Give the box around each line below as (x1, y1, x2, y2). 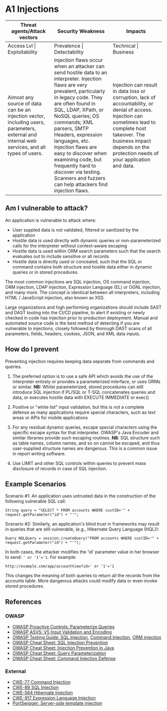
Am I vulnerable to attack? (5, 204, 88, 212)
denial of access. (112, 106, 153, 113)
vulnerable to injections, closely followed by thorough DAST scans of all (5, 325, 152, 331)
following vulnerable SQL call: (5, 498, 66, 504)
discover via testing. (54, 168, 101, 175)
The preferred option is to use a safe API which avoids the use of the (12, 373, 153, 379)
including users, (7, 118, 45, 125)
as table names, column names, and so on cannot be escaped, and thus (12, 440, 160, 446)
